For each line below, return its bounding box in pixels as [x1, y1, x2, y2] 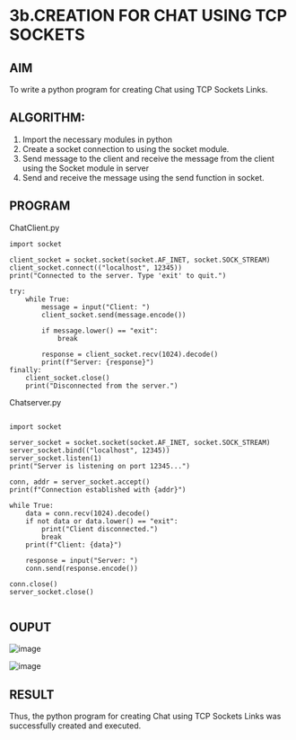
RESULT [9, 687, 55, 702]
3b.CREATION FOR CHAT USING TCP [9, 5, 288, 26]
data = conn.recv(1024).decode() [25, 509, 151, 518]
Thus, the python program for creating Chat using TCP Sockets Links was [9, 711, 282, 722]
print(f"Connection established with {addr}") [9, 485, 187, 495]
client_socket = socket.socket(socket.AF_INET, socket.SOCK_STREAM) [9, 255, 271, 264]
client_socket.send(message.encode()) [41, 310, 187, 319]
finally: [9, 365, 42, 374]
